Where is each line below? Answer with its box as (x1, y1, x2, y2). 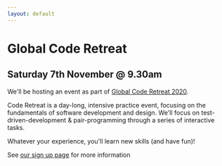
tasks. (7, 123, 25, 132)
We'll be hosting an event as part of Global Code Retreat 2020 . (7, 87, 189, 96)
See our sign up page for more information (7, 151, 131, 159)
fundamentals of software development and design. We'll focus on (7, 108, 200, 117)
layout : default (7, 10, 55, 18)
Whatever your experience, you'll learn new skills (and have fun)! (7, 136, 195, 145)
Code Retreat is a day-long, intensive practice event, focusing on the (7, 101, 206, 109)
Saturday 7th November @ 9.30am (7, 68, 163, 81)
